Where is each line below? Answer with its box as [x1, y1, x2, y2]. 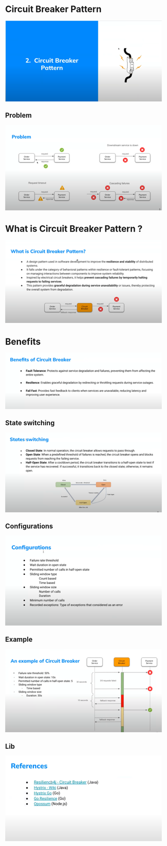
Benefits [5, 336, 41, 347]
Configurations [5, 522, 53, 531]
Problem [5, 111, 32, 120]
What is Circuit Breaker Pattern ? [5, 223, 143, 235]
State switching [5, 419, 55, 427]
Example [5, 635, 33, 644]
